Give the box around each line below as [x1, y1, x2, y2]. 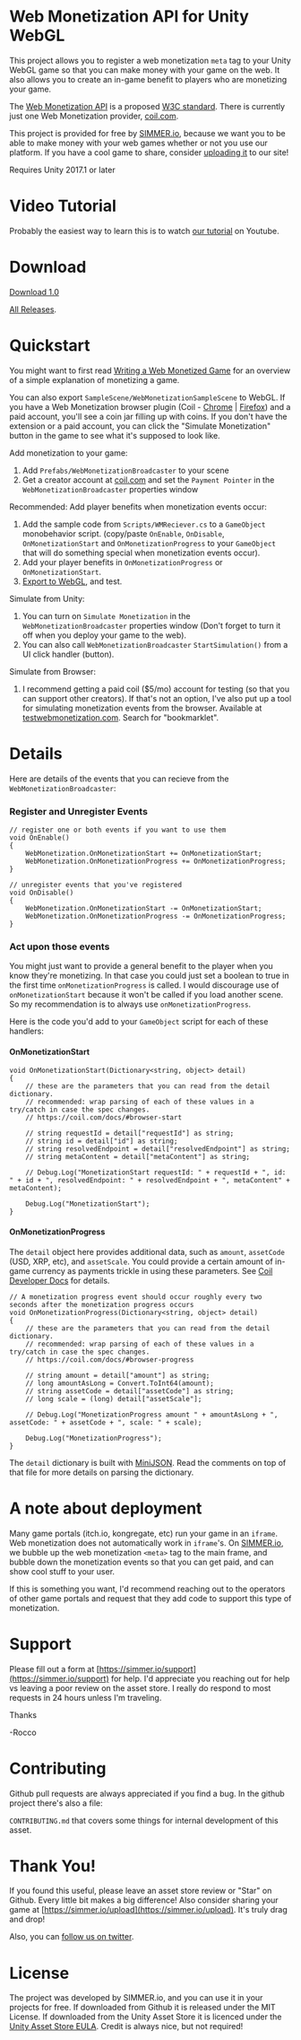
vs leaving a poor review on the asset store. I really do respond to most [9, 1682, 271, 1693]
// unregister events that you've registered [9, 880, 182, 889]
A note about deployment [9, 1498, 202, 1518]
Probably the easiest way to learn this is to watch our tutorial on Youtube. [9, 225, 279, 236]
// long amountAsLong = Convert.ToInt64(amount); [25, 1379, 215, 1388]
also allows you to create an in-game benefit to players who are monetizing [9, 74, 288, 84]
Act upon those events [9, 940, 110, 953]
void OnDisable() [9, 888, 74, 897]
